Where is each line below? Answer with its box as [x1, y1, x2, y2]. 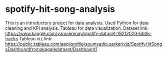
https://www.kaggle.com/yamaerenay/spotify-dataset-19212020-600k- [5, 30, 152, 36]
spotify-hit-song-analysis [5, 3, 115, 15]
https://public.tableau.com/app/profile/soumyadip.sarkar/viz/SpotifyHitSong [5, 41, 162, 47]
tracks [5, 36, 18, 42]
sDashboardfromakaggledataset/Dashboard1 [5, 46, 97, 52]
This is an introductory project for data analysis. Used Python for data [5, 20, 149, 26]
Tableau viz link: [19, 36, 52, 42]
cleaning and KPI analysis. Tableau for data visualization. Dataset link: [5, 25, 149, 31]
